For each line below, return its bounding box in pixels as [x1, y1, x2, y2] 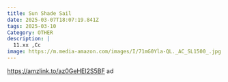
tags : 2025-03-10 [7, 23, 57, 29]
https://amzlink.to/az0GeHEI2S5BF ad [7, 66, 114, 75]
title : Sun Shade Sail [7, 10, 72, 17]
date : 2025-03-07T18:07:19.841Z [7, 16, 99, 23]
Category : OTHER [7, 29, 53, 36]
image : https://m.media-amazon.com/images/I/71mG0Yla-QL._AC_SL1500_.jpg [7, 49, 222, 55]
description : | [7, 36, 51, 42]
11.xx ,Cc [13, 42, 41, 49]
